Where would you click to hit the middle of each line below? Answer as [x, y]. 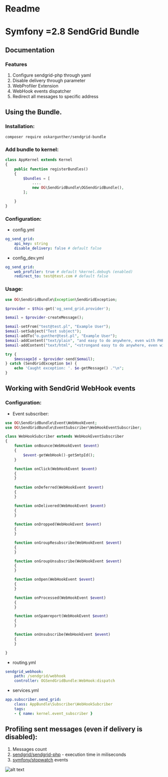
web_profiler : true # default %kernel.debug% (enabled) [74, 272]
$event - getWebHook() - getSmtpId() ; [59, 455]
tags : [20, 709]
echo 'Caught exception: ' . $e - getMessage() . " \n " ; [69, 368]
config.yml [23, 230]
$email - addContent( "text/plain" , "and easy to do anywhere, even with [80, 340]
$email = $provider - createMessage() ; [44, 318]
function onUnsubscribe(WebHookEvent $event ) [62, 635]
